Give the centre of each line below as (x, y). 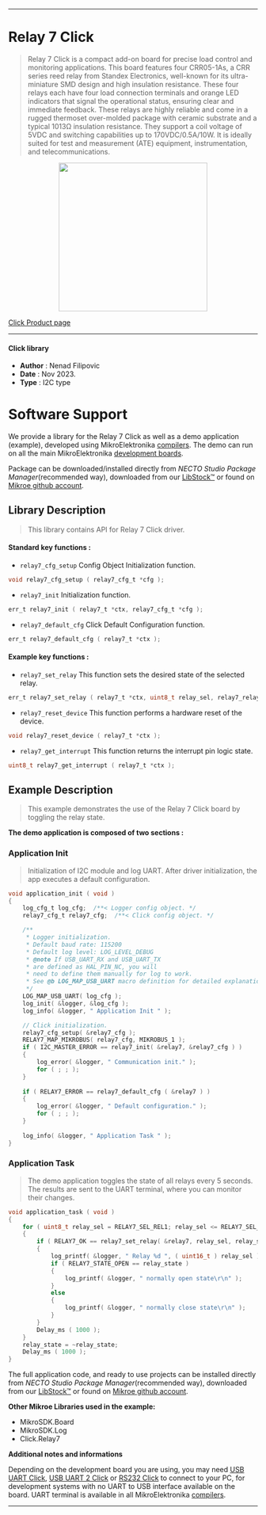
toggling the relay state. (66, 818)
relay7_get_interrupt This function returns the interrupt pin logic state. (136, 750)
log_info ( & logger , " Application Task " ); (97, 1135)
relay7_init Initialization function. (75, 594)
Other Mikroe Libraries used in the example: (82, 1406)
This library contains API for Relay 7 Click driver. (106, 529)
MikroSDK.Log (43, 1430)
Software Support (68, 415)
